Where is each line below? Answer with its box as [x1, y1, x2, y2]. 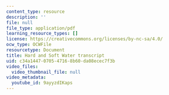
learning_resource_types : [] [6, 31, 78, 37]
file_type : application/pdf [6, 25, 76, 31]
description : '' [6, 14, 46, 20]
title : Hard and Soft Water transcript [6, 53, 105, 58]
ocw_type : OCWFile [6, 42, 52, 48]
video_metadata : [6, 74, 46, 80]
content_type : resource [6, 8, 65, 15]
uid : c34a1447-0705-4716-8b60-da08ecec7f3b [6, 58, 116, 64]
